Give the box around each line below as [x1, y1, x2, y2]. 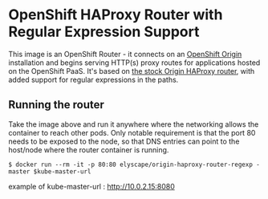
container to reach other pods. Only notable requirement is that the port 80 [8, 128, 256, 137]
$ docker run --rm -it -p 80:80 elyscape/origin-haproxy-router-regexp [8, 160, 253, 169]
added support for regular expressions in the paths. [8, 75, 179, 84]
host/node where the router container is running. [8, 144, 169, 154]
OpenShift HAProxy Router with [8, 6, 223, 24]
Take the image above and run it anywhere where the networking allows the [8, 119, 259, 129]
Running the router [8, 98, 104, 112]
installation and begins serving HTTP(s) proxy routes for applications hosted [8, 58, 261, 67]
